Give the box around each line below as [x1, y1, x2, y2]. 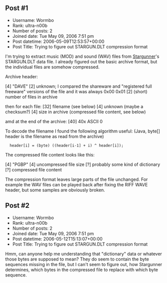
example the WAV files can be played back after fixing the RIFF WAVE [5, 181, 148, 187]
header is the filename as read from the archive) [5, 133, 104, 139]
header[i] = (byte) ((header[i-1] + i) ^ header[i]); [9, 143, 124, 148]
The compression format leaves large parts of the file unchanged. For [5, 176, 148, 182]
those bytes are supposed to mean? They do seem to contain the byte [5, 256, 150, 262]
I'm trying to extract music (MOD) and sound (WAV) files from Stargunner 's [5, 53, 160, 59]
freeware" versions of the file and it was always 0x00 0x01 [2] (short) [5, 88, 148, 94]
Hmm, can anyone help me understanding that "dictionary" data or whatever [5, 251, 162, 257]
